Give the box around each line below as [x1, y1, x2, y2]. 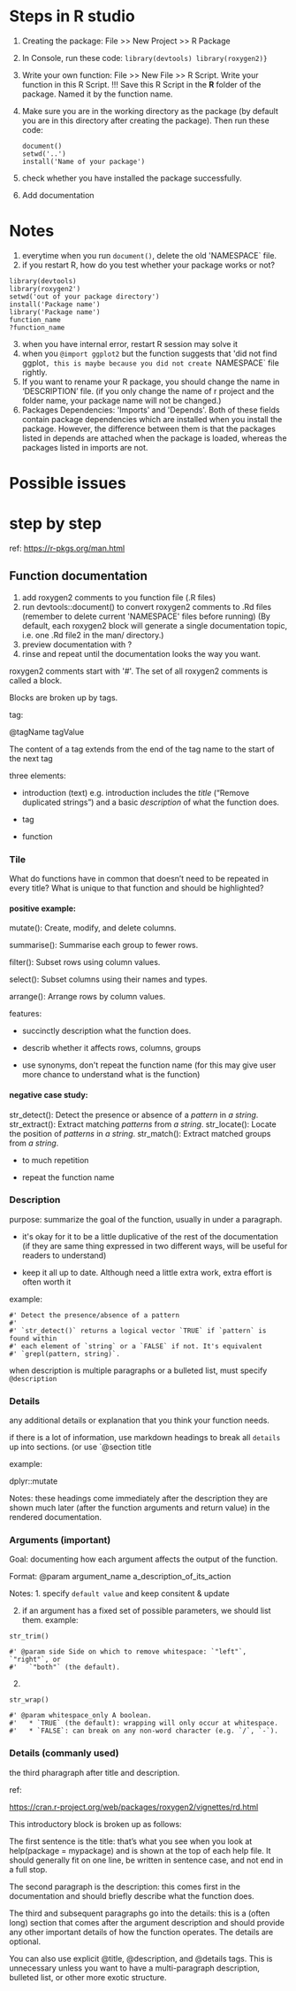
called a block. [9, 675, 63, 685]
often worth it [21, 1277, 72, 1287]
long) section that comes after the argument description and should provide [9, 1917, 285, 1927]
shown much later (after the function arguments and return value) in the [9, 1502, 270, 1513]
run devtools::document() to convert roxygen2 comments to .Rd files [21, 601, 272, 612]
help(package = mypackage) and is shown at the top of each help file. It [9, 1845, 271, 1856]
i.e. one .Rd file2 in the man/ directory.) [21, 629, 164, 640]
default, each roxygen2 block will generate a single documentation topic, [21, 620, 288, 630]
